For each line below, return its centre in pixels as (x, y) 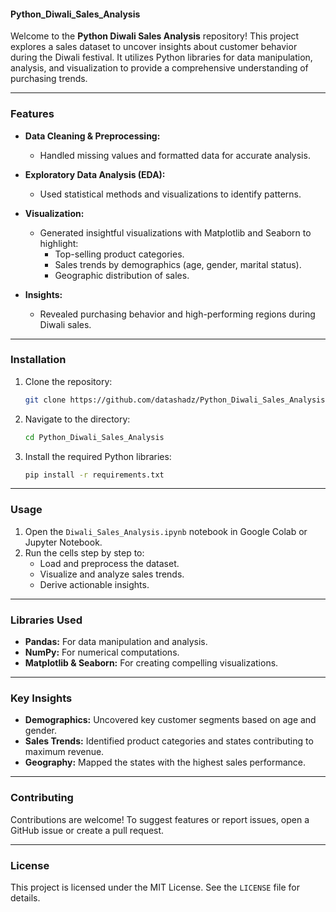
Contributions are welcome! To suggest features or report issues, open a (160, 819)
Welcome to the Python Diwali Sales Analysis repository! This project (155, 36)
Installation (38, 360)
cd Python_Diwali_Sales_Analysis (94, 437)
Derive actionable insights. (94, 584)
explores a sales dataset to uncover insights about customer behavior (154, 47)
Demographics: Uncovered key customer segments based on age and (170, 720)
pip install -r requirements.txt (94, 475)
